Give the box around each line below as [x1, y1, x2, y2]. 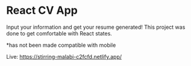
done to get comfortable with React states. [6, 29, 113, 37]
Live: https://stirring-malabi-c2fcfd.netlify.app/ [6, 53, 122, 60]
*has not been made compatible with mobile [6, 41, 116, 49]
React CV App [6, 4, 78, 17]
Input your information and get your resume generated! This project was [6, 23, 186, 31]
